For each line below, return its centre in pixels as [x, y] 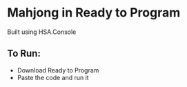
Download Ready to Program [58, 70]
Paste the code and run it [53, 77]
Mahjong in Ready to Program [94, 13]
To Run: [24, 54]
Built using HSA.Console [42, 32]
